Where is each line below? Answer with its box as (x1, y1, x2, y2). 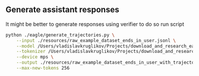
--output (16, 59, 38, 66)
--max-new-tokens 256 (16, 65, 70, 71)
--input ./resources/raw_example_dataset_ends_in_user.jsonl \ (16, 37, 176, 43)
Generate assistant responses (5, 5, 119, 15)
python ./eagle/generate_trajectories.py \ (5, 32, 115, 38)
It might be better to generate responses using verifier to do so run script (5, 20, 185, 27)
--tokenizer (16, 49, 46, 55)
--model (16, 43, 35, 49)
